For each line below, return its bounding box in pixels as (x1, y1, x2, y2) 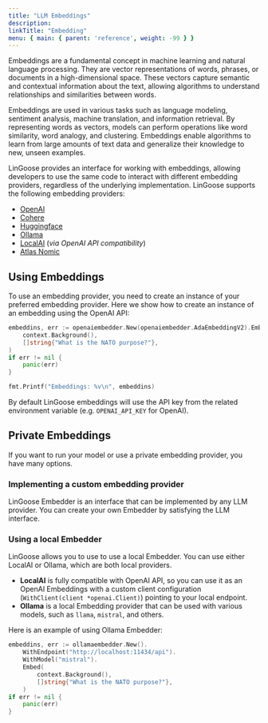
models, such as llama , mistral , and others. (19, 609, 164, 620)
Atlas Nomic (19, 247, 60, 257)
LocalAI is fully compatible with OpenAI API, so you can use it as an (19, 576, 243, 585)
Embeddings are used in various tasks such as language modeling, (8, 106, 228, 115)
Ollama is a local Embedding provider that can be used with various (19, 601, 243, 611)
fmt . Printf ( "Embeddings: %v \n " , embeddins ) (8, 383, 156, 391)
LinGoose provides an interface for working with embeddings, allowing (8, 163, 241, 173)
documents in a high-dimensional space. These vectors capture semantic (8, 73, 250, 82)
